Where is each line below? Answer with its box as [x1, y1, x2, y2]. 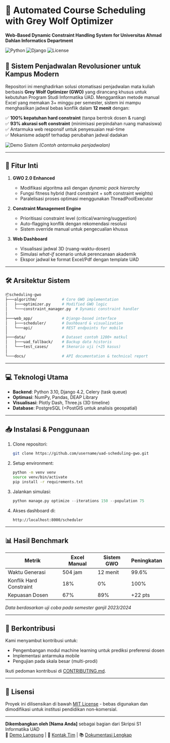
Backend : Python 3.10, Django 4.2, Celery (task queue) [12, 389, 127, 395]
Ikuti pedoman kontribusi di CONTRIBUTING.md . [5, 668, 106, 674]
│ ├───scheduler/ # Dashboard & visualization [5, 320, 123, 326]
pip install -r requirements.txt [12, 479, 83, 485]
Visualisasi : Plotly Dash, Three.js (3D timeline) [12, 400, 110, 406]
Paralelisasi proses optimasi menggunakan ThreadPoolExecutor [20, 195, 153, 202]
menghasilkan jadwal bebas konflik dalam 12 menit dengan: [5, 105, 130, 111]
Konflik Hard [8, 577, 37, 584]
